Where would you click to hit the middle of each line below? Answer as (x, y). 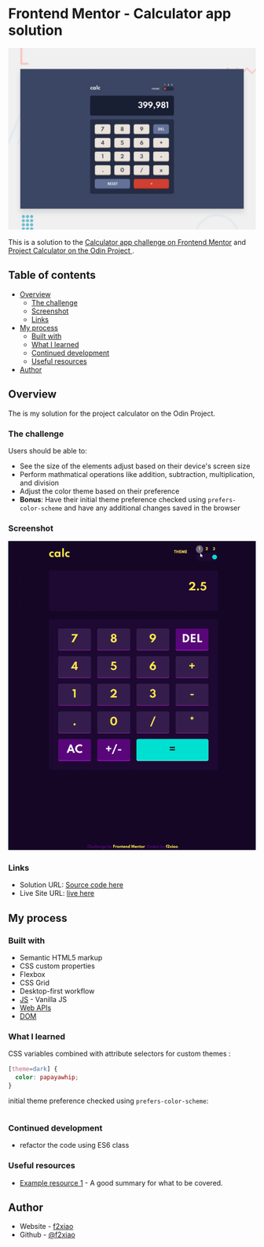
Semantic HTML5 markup (61, 958)
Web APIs (35, 1008)
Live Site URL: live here (57, 894)
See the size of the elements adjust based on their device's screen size (135, 466)
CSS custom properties (57, 966)
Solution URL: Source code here (71, 885)
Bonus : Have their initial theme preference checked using (113, 500)
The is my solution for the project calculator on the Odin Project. (112, 413)
